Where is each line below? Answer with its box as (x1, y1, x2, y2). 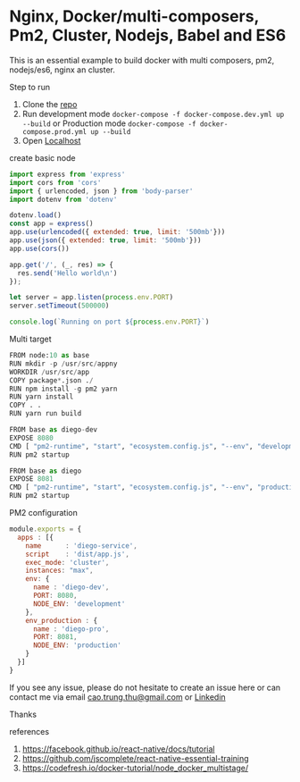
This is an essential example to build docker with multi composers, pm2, (9, 55, 275, 65)
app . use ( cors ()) (9, 244, 70, 253)
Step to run (9, 81, 51, 92)
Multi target (9, 333, 52, 345)
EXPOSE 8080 (9, 433, 54, 442)
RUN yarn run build (9, 409, 82, 418)
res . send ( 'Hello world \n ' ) (17, 268, 118, 278)
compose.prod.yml (21, 127, 87, 136)
